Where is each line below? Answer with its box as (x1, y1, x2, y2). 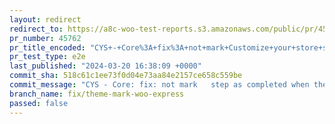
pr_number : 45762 (9, 33, 82, 43)
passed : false (9, 98, 69, 108)
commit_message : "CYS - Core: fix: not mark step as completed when (9, 80, 310, 90)
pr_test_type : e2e (9, 52, 86, 62)
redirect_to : (9, 24, 64, 34)
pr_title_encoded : (9, 42, 86, 53)
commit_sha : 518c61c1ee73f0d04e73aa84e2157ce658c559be (9, 71, 243, 81)
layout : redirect (9, 14, 82, 25)
